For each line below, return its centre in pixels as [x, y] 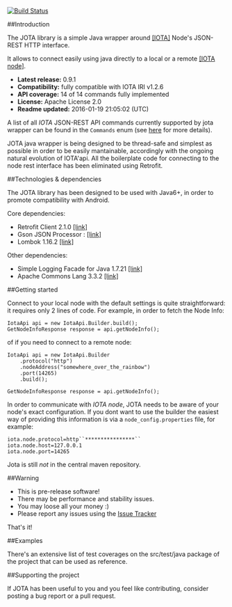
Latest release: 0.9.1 [47, 79]
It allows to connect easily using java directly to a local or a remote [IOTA [111, 58]
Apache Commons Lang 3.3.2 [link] [68, 276]
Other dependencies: [38, 255]
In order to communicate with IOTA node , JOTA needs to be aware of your [113, 404]
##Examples [25, 541]
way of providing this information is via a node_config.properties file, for [111, 419]
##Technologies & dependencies [55, 179]
